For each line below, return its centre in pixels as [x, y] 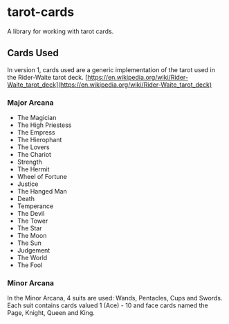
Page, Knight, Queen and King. [51, 313]
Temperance [35, 206]
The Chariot [34, 155]
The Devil [31, 214]
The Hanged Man [42, 191]
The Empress [36, 133]
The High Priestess [44, 125]
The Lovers [33, 147]
